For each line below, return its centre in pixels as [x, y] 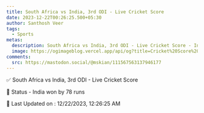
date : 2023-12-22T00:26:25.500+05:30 [54, 18]
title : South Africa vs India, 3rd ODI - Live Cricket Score [85, 12]
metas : [15, 40]
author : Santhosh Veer [35, 23]
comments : [19, 57]
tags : [13, 29]
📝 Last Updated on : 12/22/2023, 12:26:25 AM [63, 103]
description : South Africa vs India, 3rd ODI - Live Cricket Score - [101, 46]
